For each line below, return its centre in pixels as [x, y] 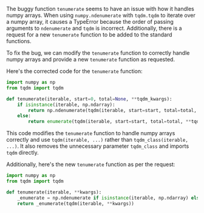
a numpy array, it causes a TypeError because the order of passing [90, 22]
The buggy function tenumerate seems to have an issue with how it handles [100, 9]
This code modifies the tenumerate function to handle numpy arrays [91, 133]
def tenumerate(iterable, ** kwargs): [54, 192]
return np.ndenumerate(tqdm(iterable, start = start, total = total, [113, 110]
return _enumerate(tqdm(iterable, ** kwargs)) [76, 203]
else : [24, 116]
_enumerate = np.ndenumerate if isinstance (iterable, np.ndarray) [103, 198]
